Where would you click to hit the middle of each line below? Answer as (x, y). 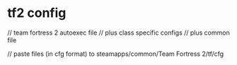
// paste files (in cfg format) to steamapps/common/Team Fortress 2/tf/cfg (116, 54)
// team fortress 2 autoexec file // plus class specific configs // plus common (118, 32)
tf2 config (37, 13)
